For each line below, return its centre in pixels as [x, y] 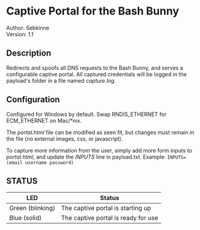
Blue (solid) [26, 218]
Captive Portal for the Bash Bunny [93, 11]
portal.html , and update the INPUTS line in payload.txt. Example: [86, 157]
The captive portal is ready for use [110, 218]
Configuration [33, 100]
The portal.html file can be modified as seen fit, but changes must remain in [100, 132]
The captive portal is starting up [106, 208]
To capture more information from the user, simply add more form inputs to [99, 150]
